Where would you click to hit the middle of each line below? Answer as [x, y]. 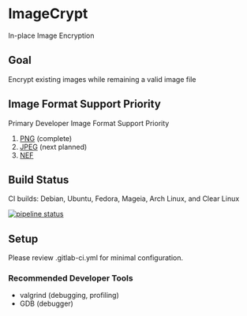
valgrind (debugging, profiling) [69, 296]
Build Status [39, 179]
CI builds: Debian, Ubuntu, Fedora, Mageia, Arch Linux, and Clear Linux [124, 199]
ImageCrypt [48, 14]
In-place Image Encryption [51, 35]
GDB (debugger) [46, 303]
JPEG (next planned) [53, 147]
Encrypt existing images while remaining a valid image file [102, 79]
